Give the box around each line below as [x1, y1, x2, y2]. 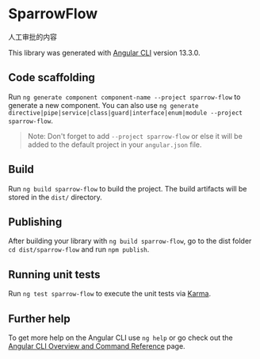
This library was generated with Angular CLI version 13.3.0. [8, 48, 201, 57]
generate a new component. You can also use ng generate [8, 100, 199, 110]
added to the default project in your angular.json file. [27, 140, 202, 149]
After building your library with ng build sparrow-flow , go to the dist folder [8, 236, 252, 246]
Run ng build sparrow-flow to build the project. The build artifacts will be [8, 183, 247, 193]
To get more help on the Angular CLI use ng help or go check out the [8, 333, 233, 342]
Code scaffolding [8, 71, 95, 84]
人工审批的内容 [8, 32, 57, 41]
